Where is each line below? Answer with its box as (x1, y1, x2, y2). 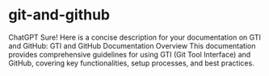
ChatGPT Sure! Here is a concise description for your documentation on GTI (8, 32, 261, 42)
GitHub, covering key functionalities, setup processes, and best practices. (8, 58, 254, 68)
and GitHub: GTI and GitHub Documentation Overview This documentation (8, 40, 256, 50)
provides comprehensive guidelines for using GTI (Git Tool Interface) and (8, 49, 251, 59)
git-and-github (8, 6, 111, 24)
